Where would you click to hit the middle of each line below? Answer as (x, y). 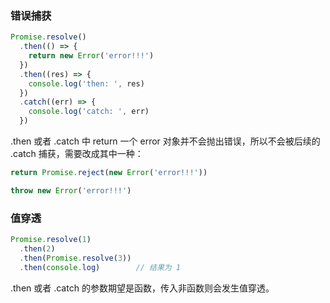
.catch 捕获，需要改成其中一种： (77, 154)
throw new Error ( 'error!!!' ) (71, 190)
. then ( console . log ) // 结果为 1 (100, 267)
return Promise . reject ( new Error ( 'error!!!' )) (109, 173)
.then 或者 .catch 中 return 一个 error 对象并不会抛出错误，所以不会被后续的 (165, 141)
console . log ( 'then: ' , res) (86, 83)
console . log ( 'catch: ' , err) (89, 112)
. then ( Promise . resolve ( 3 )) (75, 258)
